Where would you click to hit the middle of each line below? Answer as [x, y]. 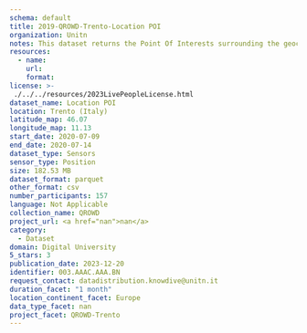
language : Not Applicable [58, 205]
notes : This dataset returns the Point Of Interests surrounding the [145, 43]
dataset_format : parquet [57, 179]
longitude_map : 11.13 [51, 129]
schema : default [40, 18]
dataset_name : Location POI [63, 103]
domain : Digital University [63, 247]
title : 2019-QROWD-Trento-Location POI [85, 26]
